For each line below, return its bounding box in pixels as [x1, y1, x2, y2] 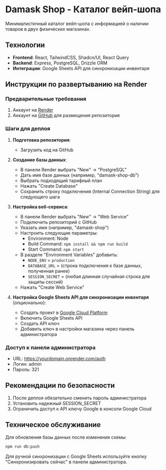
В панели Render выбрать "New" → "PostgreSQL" [20, 166, 127, 172]
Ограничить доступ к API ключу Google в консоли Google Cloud [12, 406, 152, 412]
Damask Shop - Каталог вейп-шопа [5, 4, 161, 15]
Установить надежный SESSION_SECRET [12, 400, 101, 406]
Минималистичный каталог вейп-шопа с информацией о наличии [5, 20, 149, 27]
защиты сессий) [27, 279, 63, 285]
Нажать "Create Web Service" [20, 284, 85, 290]
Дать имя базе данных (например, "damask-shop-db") [20, 172, 139, 178]
